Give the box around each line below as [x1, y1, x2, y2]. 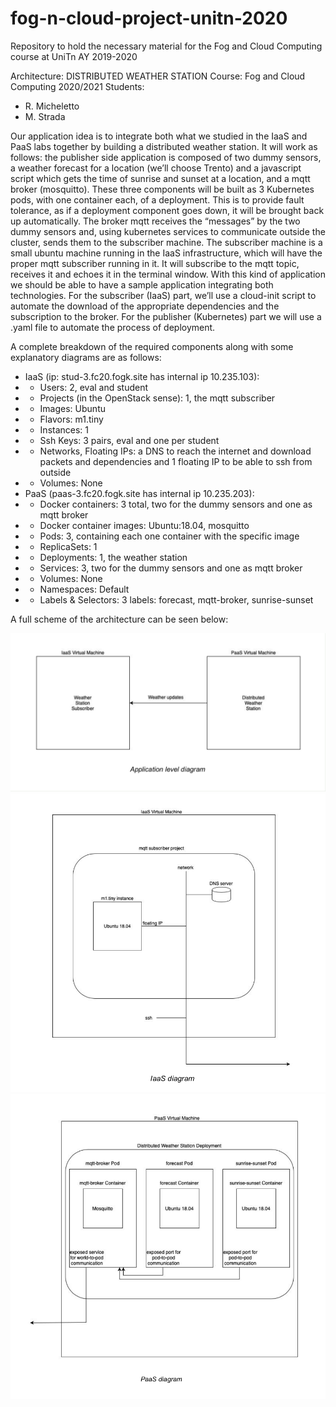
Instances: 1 [39, 423, 90, 436]
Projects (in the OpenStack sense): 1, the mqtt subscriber [39, 392, 276, 404]
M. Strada [24, 110, 66, 122]
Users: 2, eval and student [39, 381, 149, 393]
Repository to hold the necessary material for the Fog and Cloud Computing [10, 40, 323, 52]
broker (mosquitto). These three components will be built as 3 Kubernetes [10, 183, 315, 195]
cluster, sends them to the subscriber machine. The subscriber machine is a [10, 236, 323, 248]
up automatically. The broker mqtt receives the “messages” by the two [10, 215, 301, 227]
